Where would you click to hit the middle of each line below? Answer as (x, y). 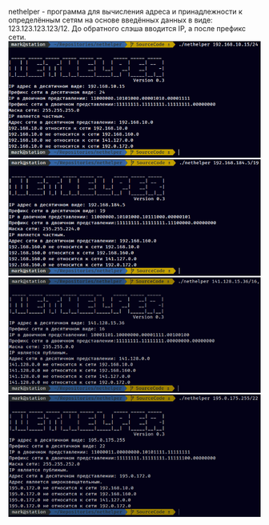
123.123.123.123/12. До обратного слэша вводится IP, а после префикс (127, 28)
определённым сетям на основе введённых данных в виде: (111, 20)
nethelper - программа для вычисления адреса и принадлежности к (125, 12)
